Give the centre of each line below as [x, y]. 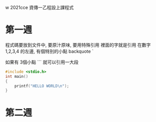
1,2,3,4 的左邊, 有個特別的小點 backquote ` [50, 51]
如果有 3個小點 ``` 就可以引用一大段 [42, 62]
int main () [17, 76]
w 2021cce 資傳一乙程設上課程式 [40, 7]
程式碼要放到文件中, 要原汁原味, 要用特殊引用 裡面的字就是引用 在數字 [78, 45]
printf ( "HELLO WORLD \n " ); [42, 86]
